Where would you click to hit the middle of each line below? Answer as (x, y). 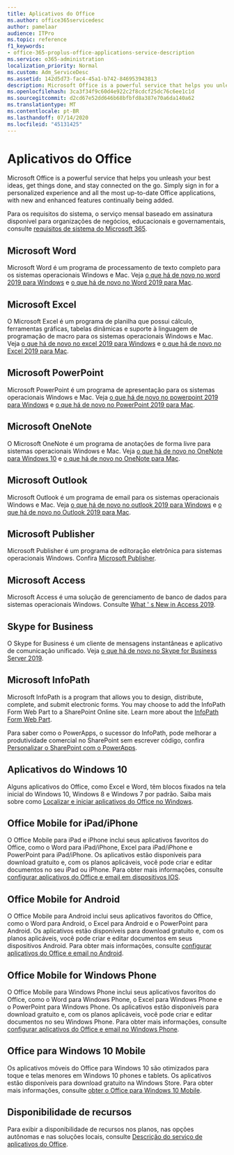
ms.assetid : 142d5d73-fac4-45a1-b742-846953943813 (82, 79)
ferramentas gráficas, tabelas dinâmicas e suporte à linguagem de (102, 329)
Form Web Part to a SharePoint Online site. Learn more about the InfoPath (113, 712)
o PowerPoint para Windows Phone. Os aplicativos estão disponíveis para (113, 1007)
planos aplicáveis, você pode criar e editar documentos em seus (100, 938)
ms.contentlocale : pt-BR (43, 111)
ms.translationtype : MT (42, 105)
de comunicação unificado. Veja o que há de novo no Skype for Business (112, 650)
